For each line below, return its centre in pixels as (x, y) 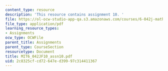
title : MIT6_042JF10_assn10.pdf (39, 56)
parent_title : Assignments (33, 42)
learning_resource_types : (32, 28)
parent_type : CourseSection (34, 47)
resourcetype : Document (30, 51)
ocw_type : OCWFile (24, 38)
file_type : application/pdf (34, 24)
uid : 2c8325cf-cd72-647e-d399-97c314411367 (51, 61)
